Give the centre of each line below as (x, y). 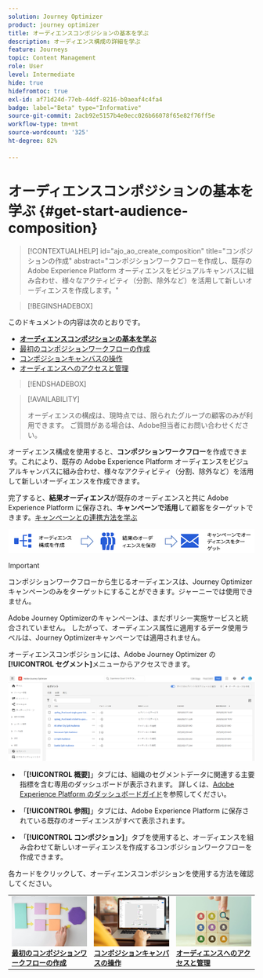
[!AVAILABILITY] (53, 399)
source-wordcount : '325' (49, 133)
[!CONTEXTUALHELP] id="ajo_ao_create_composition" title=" (126, 250)
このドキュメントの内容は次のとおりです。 (76, 322)
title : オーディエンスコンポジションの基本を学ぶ (78, 33)
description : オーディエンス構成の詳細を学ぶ (74, 42)
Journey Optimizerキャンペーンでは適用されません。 (120, 638)
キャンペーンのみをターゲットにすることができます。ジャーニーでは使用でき (131, 592)
